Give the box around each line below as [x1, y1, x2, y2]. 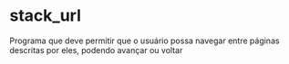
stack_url [9, 5, 82, 26]
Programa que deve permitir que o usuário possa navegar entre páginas [9, 35, 280, 46]
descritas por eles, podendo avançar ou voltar [9, 44, 183, 55]
